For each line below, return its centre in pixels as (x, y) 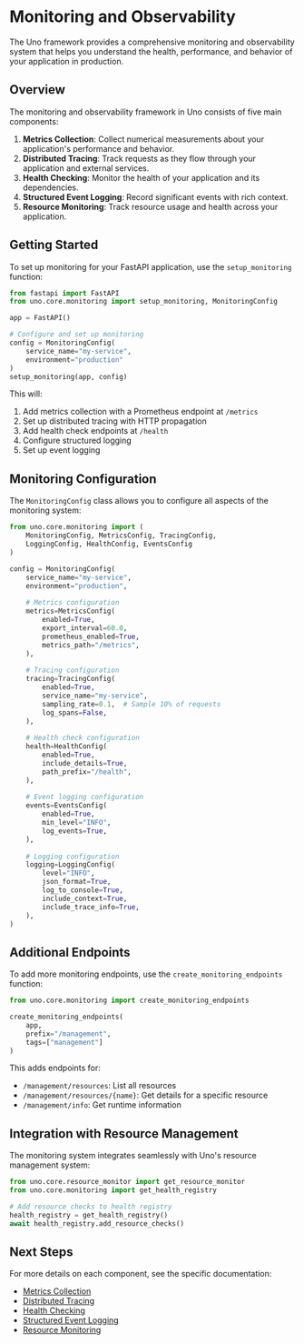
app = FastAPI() (40, 318)
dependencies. (50, 187)
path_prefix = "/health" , (87, 772)
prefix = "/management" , (69, 1034)
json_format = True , (77, 882)
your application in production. (67, 61)
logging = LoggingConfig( (71, 865)
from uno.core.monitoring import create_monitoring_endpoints (129, 1001)
